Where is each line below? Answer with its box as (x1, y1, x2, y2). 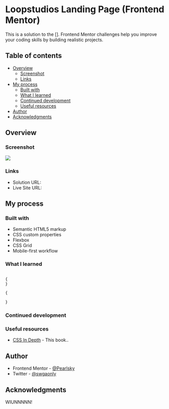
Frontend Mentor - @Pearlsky (12, 365, 75, 371)
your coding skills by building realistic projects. (5, 37, 104, 43)
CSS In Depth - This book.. (12, 337, 69, 343)
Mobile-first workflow (12, 248, 58, 254)
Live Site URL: (12, 184, 42, 190)
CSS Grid (12, 242, 32, 249)
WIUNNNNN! (5, 399, 32, 405)
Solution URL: (12, 179, 42, 185)
